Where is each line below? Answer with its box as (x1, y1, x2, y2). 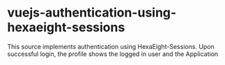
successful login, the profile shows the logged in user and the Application (7, 50, 219, 58)
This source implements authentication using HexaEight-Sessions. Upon (7, 42, 215, 50)
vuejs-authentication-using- (7, 5, 177, 21)
